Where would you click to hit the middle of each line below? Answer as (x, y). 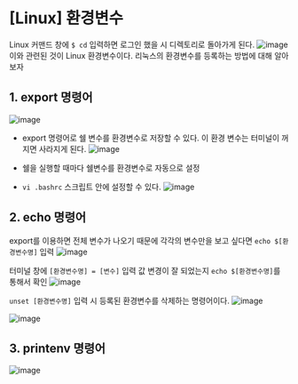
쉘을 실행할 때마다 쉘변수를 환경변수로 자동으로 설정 (111, 168)
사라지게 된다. (63, 148)
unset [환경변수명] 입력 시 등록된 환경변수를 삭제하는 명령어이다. (120, 300)
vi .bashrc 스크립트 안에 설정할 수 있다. (91, 187)
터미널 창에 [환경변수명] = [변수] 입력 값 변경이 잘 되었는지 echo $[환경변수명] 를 (145, 270)
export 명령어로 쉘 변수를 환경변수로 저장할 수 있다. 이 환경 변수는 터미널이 (151, 138)
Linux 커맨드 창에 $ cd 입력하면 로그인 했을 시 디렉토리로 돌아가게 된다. (132, 44)
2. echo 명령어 (48, 217)
